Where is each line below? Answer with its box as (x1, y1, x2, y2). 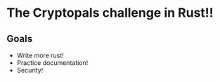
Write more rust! (16, 51, 64, 59)
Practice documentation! (16, 59, 89, 67)
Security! (16, 66, 44, 74)
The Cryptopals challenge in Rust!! (6, 5, 214, 21)
